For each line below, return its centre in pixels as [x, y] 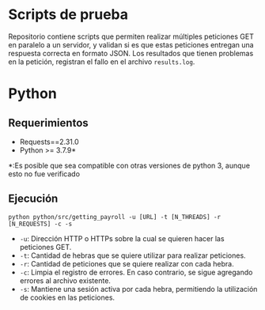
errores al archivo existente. [65, 280]
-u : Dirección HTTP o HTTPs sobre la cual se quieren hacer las [122, 238]
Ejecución [33, 199]
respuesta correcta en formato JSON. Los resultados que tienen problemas [131, 53]
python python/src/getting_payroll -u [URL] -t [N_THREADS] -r [115, 217]
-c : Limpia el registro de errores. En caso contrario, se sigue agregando [136, 272]
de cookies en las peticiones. [67, 297]
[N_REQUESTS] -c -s [40, 224]
